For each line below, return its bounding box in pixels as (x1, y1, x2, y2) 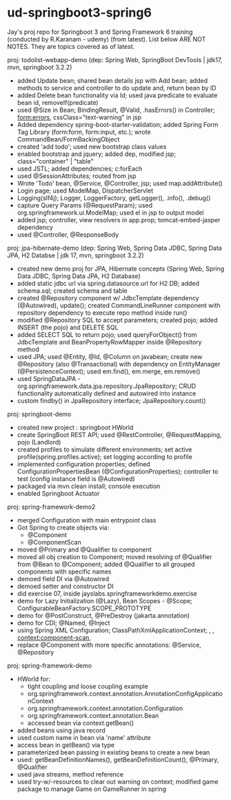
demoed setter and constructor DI (17, 582, 114, 590)
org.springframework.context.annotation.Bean (27, 711, 159, 719)
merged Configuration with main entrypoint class (17, 516, 157, 524)
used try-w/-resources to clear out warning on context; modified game (17, 777, 219, 786)
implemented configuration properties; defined (17, 460, 150, 468)
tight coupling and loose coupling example (27, 682, 148, 690)
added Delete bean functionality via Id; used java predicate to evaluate (17, 91, 218, 99)
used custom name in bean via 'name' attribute (17, 733, 151, 741)
